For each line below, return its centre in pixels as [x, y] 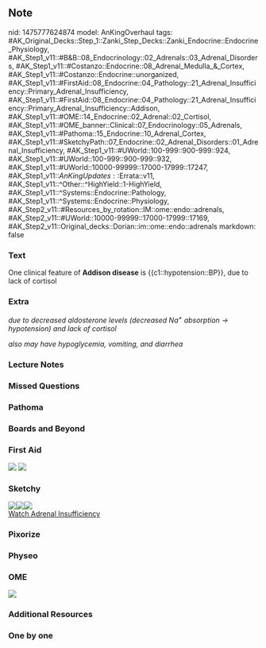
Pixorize [25, 534]
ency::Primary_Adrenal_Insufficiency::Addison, [84, 108]
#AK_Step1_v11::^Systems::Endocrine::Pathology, [87, 192]
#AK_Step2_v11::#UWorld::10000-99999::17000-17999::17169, [109, 218]
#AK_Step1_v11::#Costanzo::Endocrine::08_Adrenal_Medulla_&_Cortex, [130, 66]
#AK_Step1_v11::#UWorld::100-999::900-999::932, [90, 159]
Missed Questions [44, 386]
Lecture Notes [36, 364]
